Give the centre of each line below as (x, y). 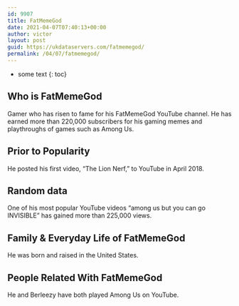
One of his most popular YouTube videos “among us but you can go (107, 208)
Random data (37, 191)
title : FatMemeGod (34, 21)
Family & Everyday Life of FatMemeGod (96, 238)
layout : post (27, 41)
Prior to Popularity (49, 152)
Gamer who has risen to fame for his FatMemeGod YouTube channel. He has (119, 113)
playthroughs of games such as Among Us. (71, 128)
